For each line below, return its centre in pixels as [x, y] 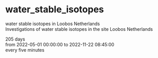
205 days [15, 39]
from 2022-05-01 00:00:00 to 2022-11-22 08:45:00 [60, 44]
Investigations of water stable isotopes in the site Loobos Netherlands [79, 29]
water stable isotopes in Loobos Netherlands [53, 24]
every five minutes [25, 50]
